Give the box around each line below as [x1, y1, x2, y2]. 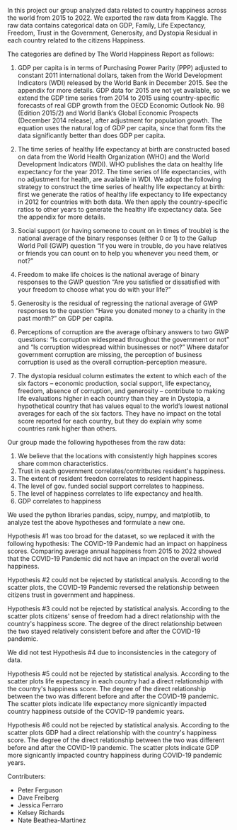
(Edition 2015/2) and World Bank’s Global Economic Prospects [17, 109, 199, 117]
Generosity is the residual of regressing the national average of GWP [17, 299, 218, 307]
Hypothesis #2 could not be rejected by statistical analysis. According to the [7, 576, 230, 584]
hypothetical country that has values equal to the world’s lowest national [17, 402, 229, 410]
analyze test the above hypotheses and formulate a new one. [7, 518, 185, 526]
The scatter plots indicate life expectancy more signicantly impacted [7, 700, 207, 707]
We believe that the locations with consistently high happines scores [17, 452, 218, 460]
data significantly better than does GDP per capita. [17, 131, 166, 140]
